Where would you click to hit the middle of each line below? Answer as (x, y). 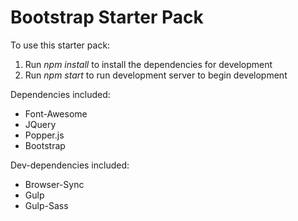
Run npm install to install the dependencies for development (148, 64)
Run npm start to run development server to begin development (156, 75)
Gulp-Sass (46, 205)
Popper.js (44, 135)
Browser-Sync (54, 184)
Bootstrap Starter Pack (107, 17)
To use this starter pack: (60, 45)
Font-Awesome (56, 113)
